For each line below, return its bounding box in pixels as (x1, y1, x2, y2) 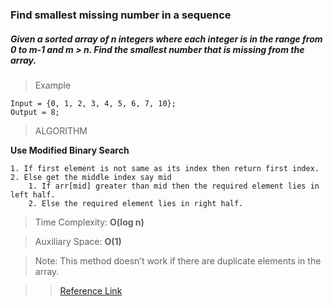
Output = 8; (10, 107, 60, 117)
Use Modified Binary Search (10, 144, 130, 156)
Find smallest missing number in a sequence (10, 8, 232, 22)
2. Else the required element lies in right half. (28, 198, 244, 208)
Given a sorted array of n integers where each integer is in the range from (10, 33, 323, 45)
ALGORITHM (34, 124, 88, 137)
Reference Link (59, 284, 123, 297)
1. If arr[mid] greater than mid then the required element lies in (28, 181, 320, 191)
